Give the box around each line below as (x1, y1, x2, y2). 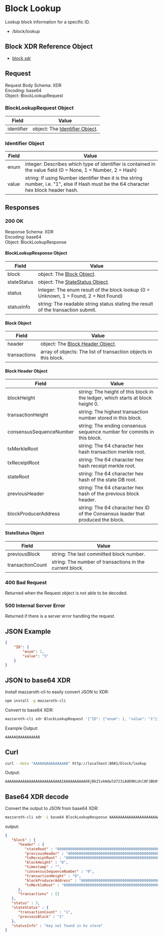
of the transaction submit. (38, 307, 97, 313)
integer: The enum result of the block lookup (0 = (38, 287, 150, 294)
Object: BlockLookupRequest (5, 93, 64, 99)
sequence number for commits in (78, 428, 154, 435)
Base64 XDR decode (5, 792, 69, 801)
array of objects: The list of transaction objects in (40, 348, 152, 355)
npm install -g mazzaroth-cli (5, 698, 66, 704)
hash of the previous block (78, 491, 139, 497)
